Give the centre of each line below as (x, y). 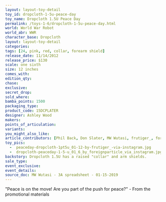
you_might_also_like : (27, 134)
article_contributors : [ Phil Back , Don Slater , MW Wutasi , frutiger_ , (79, 138)
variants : (15, 129)
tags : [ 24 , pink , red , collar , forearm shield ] (55, 51)
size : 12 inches (22, 70)
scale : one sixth (23, 65)
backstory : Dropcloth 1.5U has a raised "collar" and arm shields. (76, 157)
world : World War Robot (30, 28)
